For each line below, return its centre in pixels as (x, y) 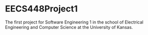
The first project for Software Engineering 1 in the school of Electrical (74, 22)
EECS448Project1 (41, 9)
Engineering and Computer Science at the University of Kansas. (69, 27)
